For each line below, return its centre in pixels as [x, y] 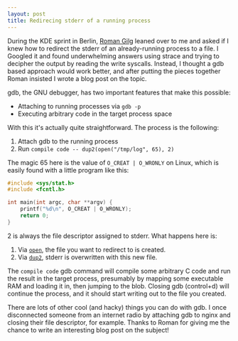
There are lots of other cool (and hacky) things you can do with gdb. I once [117, 307]
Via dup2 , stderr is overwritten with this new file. [87, 257]
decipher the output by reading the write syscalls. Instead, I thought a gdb [116, 63]
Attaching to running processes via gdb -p [79, 106]
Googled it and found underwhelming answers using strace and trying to [114, 56]
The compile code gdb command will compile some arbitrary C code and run [119, 271]
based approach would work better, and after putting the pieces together [114, 71]
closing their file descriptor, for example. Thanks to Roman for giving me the [119, 322]
